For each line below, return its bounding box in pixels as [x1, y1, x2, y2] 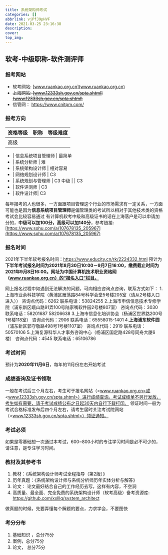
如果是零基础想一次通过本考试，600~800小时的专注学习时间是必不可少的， [5, 438, 160, 445]
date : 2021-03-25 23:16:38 [5, 21, 61, 26]
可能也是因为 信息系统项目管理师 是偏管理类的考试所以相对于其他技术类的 [5, 207, 154, 213]
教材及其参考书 [5, 458, 41, 465]
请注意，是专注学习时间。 [5, 445, 58, 451]
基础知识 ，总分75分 [12, 531, 54, 537]
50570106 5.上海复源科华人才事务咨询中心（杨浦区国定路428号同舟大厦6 [5, 329, 156, 335]
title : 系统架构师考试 [5, 7, 47, 12]
